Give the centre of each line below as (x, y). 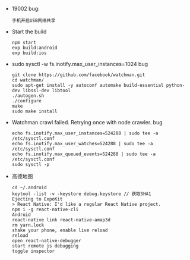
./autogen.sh (28, 96)
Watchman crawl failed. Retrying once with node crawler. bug (87, 122)
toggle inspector (33, 251)
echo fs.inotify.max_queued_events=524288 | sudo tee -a (84, 154)
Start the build (29, 32)
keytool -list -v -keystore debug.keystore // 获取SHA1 (81, 194)
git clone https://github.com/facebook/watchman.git (78, 75)
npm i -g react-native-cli (45, 209)
